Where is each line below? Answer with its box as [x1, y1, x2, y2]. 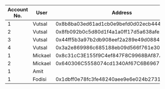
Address [111, 9, 132, 16]
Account [7, 6, 28, 13]
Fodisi [32, 76, 47, 82]
